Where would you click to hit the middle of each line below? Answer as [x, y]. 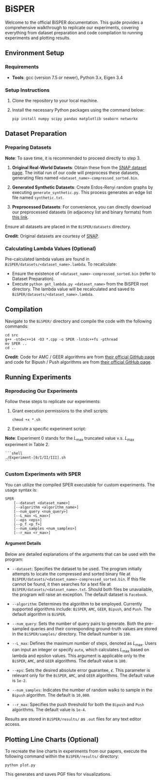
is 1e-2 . [19, 681]
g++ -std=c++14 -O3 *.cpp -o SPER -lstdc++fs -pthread [61, 339]
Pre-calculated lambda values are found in [47, 259]
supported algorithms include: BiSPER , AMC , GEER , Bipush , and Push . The [81, 609]
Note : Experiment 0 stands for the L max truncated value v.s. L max [70, 439]
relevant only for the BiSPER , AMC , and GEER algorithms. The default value [83, 675]
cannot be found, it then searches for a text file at [61, 584]
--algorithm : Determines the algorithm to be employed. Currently [77, 604]
